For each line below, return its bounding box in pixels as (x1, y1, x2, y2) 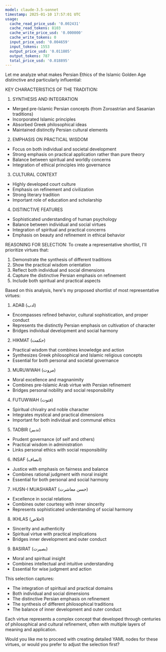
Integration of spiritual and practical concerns (12, 227, 106, 233)
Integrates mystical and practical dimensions (12, 412, 104, 418)
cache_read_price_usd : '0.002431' (9, 21, 81, 26)
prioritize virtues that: (5, 247, 49, 253)
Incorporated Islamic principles (12, 116, 76, 122)
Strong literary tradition (12, 192, 60, 198)
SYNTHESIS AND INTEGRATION (12, 96, 78, 102)
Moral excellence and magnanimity (12, 377, 84, 383)
